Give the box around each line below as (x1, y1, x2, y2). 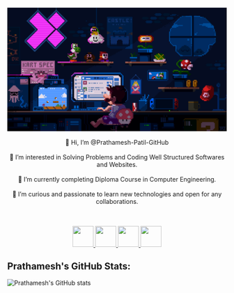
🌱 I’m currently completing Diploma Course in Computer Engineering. (17, 175, 217, 183)
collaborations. (95, 197, 139, 205)
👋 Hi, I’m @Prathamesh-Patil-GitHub (65, 138, 169, 146)
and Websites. (96, 160, 138, 168)
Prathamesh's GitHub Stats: (7, 260, 131, 272)
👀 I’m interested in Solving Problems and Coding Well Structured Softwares (9, 152, 225, 161)
